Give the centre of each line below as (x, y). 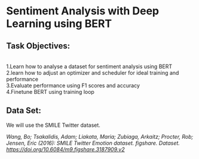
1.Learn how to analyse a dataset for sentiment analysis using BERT (89, 66)
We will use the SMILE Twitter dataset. (53, 125)
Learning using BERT (59, 24)
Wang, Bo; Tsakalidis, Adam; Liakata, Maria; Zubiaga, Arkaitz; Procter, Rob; (100, 136)
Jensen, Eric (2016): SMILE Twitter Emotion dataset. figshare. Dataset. (93, 143)
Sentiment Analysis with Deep (83, 11)
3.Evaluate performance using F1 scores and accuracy (73, 85)
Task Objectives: (38, 46)
